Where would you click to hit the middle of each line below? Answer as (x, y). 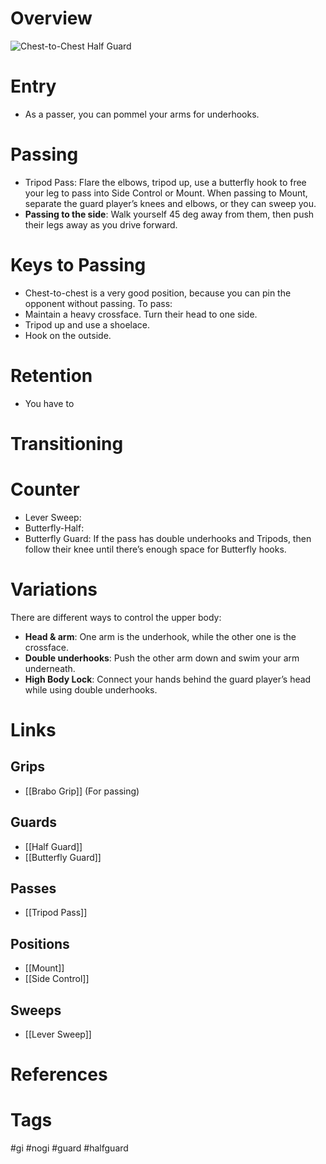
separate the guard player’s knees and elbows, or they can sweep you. (170, 203)
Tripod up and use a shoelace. (87, 324)
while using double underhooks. (91, 689)
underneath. (50, 668)
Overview (51, 18)
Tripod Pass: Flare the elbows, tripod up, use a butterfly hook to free (165, 182)
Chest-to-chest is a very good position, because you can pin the (158, 293)
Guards (34, 822)
